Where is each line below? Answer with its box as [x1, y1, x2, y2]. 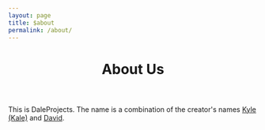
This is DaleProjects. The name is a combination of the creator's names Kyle [8, 104, 257, 114]
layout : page [8, 11, 51, 20]
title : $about [8, 19, 55, 27]
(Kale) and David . [8, 113, 65, 122]
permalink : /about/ [8, 26, 73, 34]
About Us [101, 60, 165, 78]
